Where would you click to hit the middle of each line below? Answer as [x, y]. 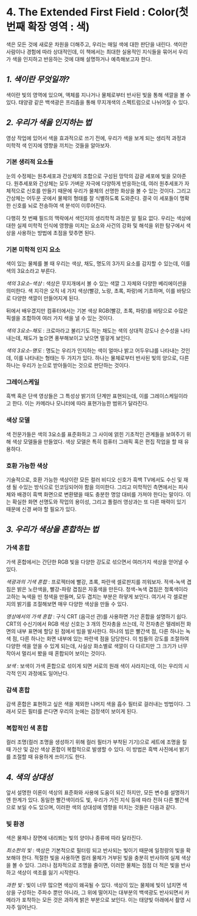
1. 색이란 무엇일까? [38, 79]
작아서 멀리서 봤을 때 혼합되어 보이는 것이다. [56, 653]
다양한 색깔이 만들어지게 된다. [46, 298]
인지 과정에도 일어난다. [43, 673]
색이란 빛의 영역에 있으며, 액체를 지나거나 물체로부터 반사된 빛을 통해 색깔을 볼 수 [98, 94]
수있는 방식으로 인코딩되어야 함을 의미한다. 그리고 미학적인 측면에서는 [98, 487]
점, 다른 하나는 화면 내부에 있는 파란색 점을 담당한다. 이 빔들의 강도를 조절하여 [101, 639]
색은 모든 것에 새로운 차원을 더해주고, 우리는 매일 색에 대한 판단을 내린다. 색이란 [97, 44]
